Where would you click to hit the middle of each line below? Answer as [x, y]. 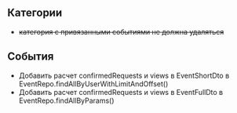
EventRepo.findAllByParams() [66, 100]
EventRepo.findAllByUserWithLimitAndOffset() [93, 84]
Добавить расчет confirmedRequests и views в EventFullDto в [121, 92]
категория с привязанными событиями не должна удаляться [121, 31]
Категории [35, 13]
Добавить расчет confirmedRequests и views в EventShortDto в [124, 75]
